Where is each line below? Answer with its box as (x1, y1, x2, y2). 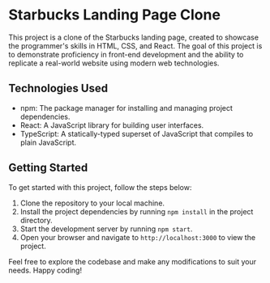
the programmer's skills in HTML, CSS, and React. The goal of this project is (8, 40, 263, 50)
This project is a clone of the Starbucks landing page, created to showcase (8, 32, 259, 42)
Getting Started (8, 161, 88, 175)
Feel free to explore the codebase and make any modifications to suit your (8, 256, 257, 266)
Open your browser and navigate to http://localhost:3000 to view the (19, 232, 256, 242)
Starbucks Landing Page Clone (8, 6, 221, 24)
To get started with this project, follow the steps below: (8, 182, 192, 192)
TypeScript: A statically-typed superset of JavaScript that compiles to (19, 129, 254, 138)
